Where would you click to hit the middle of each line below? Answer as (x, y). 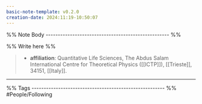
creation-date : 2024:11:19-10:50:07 (52, 17)
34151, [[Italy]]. (48, 70)
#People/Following (29, 94)
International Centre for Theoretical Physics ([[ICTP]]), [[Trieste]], (111, 64)
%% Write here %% (31, 46)
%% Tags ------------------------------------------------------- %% (91, 88)
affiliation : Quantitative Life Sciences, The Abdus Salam (99, 58)
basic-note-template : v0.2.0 (43, 12)
